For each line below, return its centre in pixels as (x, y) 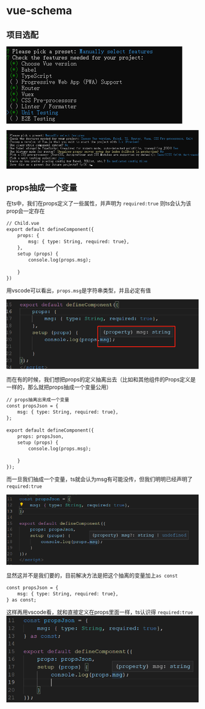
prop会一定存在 (26, 211)
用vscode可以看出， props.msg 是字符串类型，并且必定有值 (79, 290)
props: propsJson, (41, 436)
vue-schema (39, 11)
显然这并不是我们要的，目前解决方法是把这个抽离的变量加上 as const (92, 576)
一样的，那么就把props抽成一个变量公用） (59, 387)
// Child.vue (23, 224)
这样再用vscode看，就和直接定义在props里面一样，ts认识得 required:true (100, 612)
